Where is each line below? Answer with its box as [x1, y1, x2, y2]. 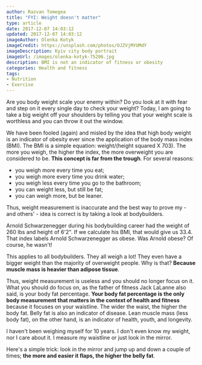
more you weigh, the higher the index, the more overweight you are [6, 148, 174, 156]
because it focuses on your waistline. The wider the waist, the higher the [6, 303, 187, 310]
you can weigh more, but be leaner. [14, 192, 104, 199]
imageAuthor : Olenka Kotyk [6, 37, 74, 43]
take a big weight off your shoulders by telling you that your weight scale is [6, 111, 193, 118]
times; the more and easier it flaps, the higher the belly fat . [6, 352, 156, 359]
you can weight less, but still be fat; [14, 186, 104, 193]
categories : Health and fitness [6, 65, 87, 71]
